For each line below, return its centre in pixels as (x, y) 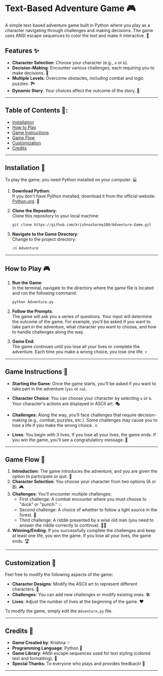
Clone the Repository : (34, 211)
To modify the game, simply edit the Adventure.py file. (59, 611)
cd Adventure (25, 248)
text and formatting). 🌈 (34, 658)
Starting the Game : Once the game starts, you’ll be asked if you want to (84, 383)
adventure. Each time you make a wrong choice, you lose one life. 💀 (79, 352)
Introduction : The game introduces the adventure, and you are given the (85, 471)
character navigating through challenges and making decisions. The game (79, 30)
